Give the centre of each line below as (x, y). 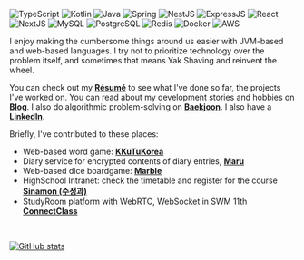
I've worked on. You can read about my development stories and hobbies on (152, 97)
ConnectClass (50, 211)
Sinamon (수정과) (55, 191)
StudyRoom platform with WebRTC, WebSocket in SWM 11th (135, 201)
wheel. (22, 70)
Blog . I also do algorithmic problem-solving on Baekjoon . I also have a (141, 107)
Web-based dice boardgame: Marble (92, 171)
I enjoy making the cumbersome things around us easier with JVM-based (147, 41)
